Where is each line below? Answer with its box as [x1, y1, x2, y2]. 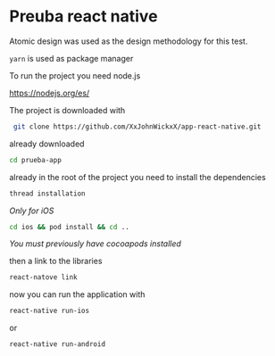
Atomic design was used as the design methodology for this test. [9, 36, 248, 46]
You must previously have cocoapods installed [9, 238, 181, 249]
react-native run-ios [9, 306, 90, 316]
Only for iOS [9, 205, 54, 216]
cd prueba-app [9, 155, 62, 164]
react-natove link [9, 273, 78, 282]
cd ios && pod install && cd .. [9, 222, 129, 231]
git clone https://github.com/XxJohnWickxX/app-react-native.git [12, 122, 262, 131]
